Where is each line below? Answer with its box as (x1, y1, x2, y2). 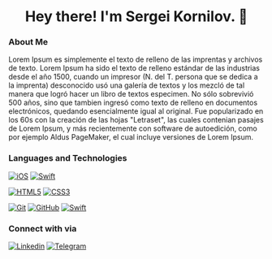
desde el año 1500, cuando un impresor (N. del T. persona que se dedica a (8, 72, 258, 82)
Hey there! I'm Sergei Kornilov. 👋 (24, 7, 248, 26)
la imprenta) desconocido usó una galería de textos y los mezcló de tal (8, 80, 245, 90)
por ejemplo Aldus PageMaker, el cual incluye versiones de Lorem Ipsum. (8, 132, 254, 142)
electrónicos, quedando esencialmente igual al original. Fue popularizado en (8, 106, 264, 116)
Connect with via (8, 222, 77, 234)
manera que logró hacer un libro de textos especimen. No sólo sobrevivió (8, 89, 254, 99)
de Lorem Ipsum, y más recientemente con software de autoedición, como (8, 123, 257, 133)
